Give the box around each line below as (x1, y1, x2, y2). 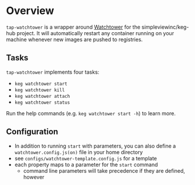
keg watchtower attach (14, 93, 70, 99)
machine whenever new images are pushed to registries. (6, 36, 143, 43)
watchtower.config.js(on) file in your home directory (14, 148, 143, 156)
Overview (6, 4, 54, 18)
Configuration (6, 127, 59, 137)
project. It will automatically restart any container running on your (16, 29, 175, 36)
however (23, 173, 45, 180)
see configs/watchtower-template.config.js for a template (14, 155, 157, 162)
